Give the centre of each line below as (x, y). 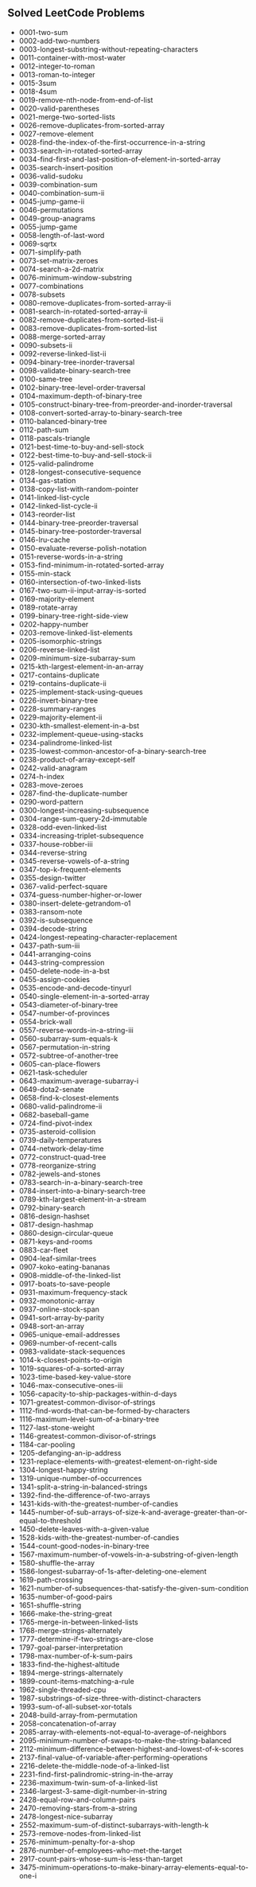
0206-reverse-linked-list (59, 649)
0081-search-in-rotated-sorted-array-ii (83, 311)
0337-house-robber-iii (56, 844)
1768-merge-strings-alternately (70, 1630)
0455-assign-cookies (54, 979)
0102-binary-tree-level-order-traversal (82, 387)
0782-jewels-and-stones (60, 1174)
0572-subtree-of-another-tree (68, 1055)
